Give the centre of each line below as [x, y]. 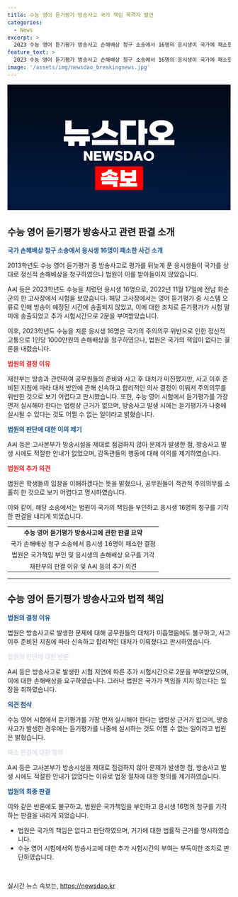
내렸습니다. [36, 349]
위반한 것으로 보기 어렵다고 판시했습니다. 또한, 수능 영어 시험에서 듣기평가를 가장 [118, 396]
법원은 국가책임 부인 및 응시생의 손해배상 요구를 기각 [83, 555]
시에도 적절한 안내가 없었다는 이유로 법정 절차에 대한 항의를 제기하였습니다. [118, 776]
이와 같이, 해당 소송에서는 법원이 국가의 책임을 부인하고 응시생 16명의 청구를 [112, 508]
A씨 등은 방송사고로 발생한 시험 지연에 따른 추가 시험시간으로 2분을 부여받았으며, [118, 672]
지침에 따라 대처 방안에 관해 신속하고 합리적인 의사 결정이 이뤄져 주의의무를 [123, 388]
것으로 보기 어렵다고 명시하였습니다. [77, 492]
